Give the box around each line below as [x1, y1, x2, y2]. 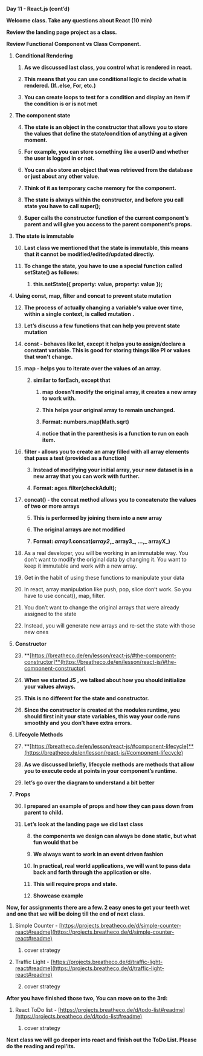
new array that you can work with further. [33, 473, 140, 480]
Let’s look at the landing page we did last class [24, 821, 144, 828]
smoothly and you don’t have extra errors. [24, 720, 132, 726]
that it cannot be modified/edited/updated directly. [24, 251, 155, 258]
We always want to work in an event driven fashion [33, 850, 164, 858]
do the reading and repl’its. [6, 1043, 76, 1049]
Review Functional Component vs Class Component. [6, 41, 141, 47]
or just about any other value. [24, 172, 100, 180]
